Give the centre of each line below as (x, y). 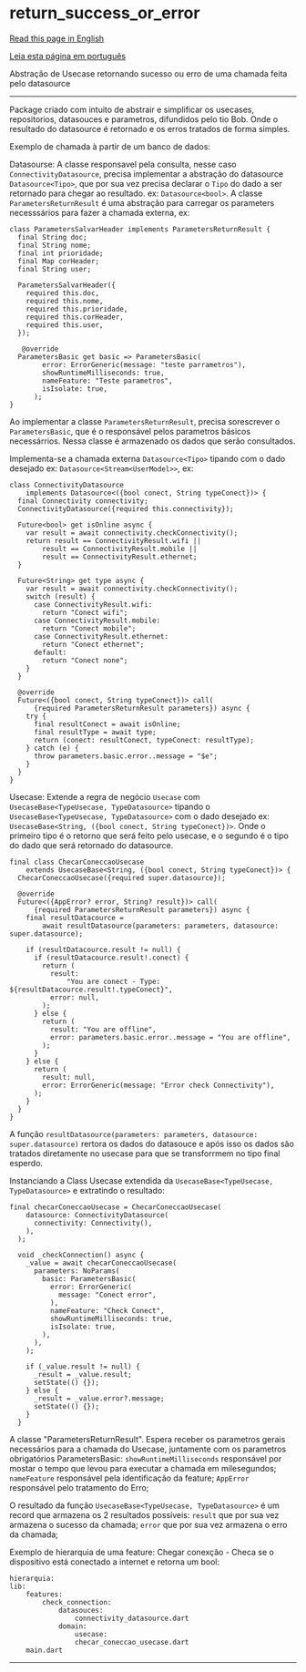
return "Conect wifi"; (85, 612)
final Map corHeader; (59, 261)
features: (45, 1594)
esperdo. (26, 1163)
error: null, (75, 997)
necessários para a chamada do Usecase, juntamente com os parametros (148, 1449)
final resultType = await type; (95, 732)
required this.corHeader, (75, 317)
